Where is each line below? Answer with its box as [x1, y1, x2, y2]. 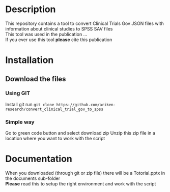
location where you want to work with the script [5, 136, 105, 142]
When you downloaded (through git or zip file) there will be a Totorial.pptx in [5, 170, 165, 176]
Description [5, 4, 56, 15]
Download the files [5, 75, 66, 83]
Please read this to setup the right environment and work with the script [5, 181, 156, 187]
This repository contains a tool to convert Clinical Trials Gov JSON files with [5, 20, 164, 26]
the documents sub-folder [5, 175, 60, 181]
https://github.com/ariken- [56, 102, 116, 107]
